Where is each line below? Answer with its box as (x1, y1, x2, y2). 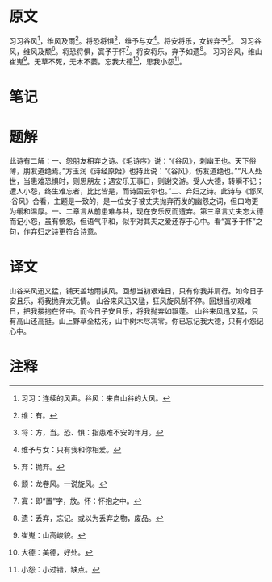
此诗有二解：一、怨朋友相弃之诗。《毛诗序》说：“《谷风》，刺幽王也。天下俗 (9, 156, 257, 166)
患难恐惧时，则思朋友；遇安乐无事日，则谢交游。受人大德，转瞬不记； (30, 177, 264, 186)
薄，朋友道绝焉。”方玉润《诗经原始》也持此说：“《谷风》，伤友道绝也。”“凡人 (9, 166, 255, 176)
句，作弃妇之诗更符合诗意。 (9, 227, 102, 236)
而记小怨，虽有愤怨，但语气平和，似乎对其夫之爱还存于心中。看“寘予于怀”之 (9, 217, 263, 227)
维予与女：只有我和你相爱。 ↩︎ (20, 444, 122, 454)
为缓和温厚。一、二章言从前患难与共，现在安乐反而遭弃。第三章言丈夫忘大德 (9, 206, 264, 216)
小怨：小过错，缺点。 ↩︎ (20, 564, 100, 574)
